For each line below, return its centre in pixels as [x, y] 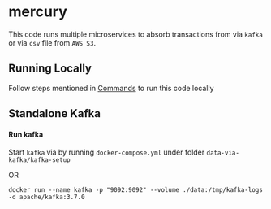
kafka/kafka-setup [39, 160]
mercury [38, 12]
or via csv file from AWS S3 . [52, 42]
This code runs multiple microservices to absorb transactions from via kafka [136, 34]
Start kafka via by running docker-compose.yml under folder [107, 152]
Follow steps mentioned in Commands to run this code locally [111, 88]
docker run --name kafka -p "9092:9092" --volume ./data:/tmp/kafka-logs [136, 190]
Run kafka [26, 134]
